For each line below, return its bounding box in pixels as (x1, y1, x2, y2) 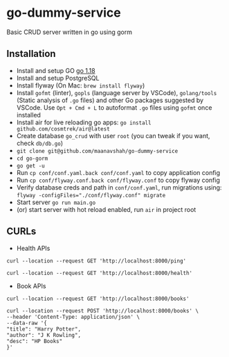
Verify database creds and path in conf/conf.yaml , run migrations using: (16, 183, 222, 192)
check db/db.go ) (16, 139, 64, 147)
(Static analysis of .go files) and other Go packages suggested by (16, 96, 204, 104)
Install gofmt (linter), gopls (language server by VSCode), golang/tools (16, 88, 217, 97)
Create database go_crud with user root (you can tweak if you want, (16, 131, 210, 140)
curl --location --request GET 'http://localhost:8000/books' (6, 295, 190, 302)
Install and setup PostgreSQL (16, 74, 100, 82)
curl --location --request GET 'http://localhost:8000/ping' (6, 257, 187, 265)
